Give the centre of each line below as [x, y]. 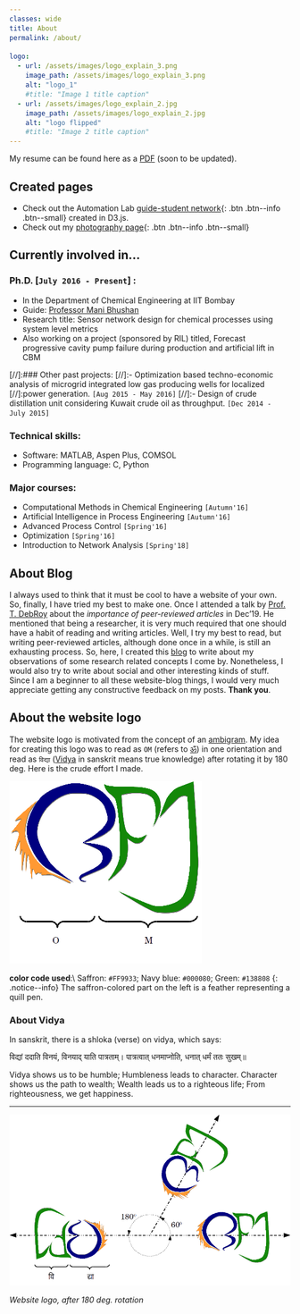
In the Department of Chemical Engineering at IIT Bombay [128, 300]
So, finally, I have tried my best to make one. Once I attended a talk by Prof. [147, 604]
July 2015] [29, 413]
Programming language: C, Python [86, 464]
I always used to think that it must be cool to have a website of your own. [143, 595]
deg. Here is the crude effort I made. [76, 768]
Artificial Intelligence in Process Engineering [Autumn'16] [126, 517]
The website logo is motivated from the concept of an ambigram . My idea [144, 739]
